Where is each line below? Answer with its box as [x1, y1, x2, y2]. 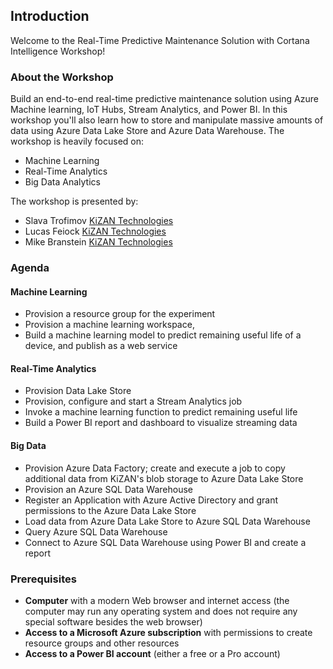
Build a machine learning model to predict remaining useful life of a [24, 329, 302, 341]
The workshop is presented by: [10, 195, 139, 208]
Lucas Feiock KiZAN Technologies [24, 225, 167, 238]
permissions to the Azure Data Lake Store [24, 504, 197, 516]
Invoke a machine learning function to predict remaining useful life [24, 406, 298, 418]
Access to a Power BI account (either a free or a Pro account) [24, 647, 281, 659]
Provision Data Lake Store [24, 385, 132, 397]
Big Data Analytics [24, 176, 101, 188]
